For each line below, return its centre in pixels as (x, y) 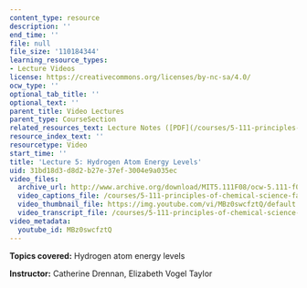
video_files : (34, 179)
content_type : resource (55, 18)
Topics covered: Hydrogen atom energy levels (97, 255)
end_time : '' (34, 35)
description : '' (40, 26)
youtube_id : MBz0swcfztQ (65, 230)
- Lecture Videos (42, 69)
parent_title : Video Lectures (67, 111)
